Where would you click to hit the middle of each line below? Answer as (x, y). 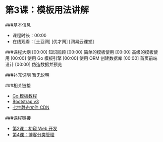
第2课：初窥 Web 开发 (35, 128)
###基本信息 (18, 25)
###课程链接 (18, 118)
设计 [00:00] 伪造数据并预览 (34, 64)
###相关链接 (18, 85)
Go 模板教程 (25, 96)
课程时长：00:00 (29, 35)
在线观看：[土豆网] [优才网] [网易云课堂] (53, 41)
